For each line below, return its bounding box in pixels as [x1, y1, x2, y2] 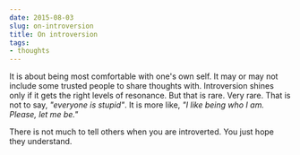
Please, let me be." [9, 109, 79, 120]
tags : [9, 38, 30, 47]
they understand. [9, 136, 73, 147]
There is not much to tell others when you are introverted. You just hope [9, 126, 275, 137]
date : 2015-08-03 [9, 13, 74, 22]
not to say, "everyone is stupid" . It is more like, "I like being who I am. [9, 99, 264, 110]
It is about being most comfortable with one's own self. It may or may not [9, 71, 279, 82]
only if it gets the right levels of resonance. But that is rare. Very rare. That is [9, 90, 291, 101]
